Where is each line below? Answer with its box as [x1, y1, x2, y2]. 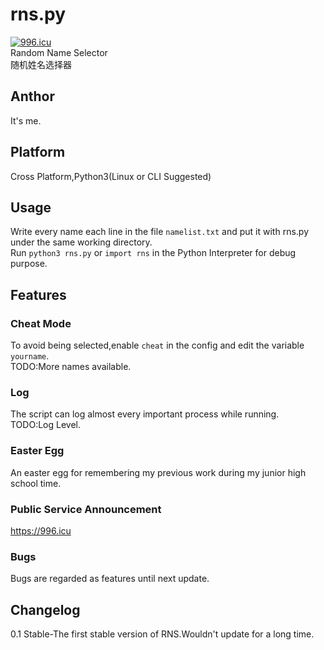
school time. [10, 477, 62, 489]
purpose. [10, 258, 48, 270]
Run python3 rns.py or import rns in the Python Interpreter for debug [10, 247, 297, 259]
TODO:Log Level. [10, 419, 81, 431]
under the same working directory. [10, 236, 153, 248]
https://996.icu [10, 524, 72, 537]
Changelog [10, 601, 81, 618]
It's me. [10, 114, 42, 127]
